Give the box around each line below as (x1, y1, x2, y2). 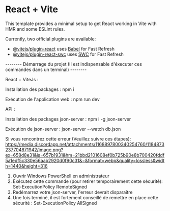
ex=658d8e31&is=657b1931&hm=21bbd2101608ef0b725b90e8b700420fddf (5, 152, 165, 158)
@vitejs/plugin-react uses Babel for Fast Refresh (12, 45, 115, 52)
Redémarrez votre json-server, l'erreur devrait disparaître (12, 189, 133, 195)
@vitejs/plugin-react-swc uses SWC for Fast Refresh (12, 51, 124, 57)
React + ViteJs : (5, 76, 39, 82)
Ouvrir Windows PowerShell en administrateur (12, 173, 109, 179)
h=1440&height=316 (5, 162, 48, 169)
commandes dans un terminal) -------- (5, 66, 87, 73)
